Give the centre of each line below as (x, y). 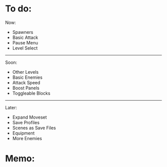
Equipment (23, 133)
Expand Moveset (30, 117)
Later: (11, 107)
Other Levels (25, 72)
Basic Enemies (27, 77)
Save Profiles (26, 122)
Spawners (23, 32)
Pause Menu (25, 42)
